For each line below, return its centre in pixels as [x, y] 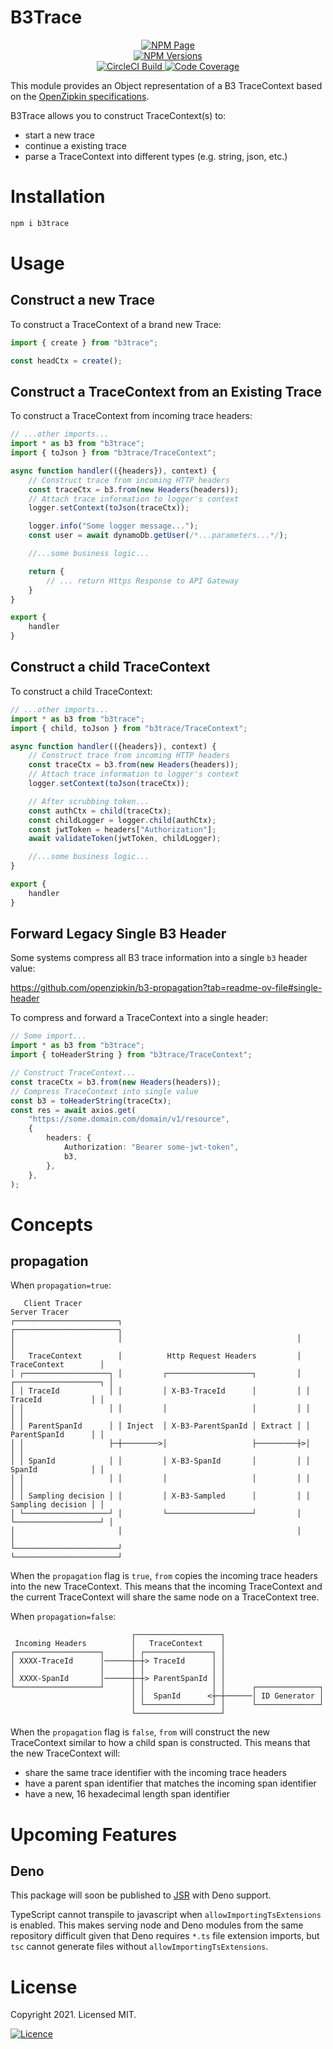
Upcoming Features [94, 1834]
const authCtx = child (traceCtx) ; [100, 811]
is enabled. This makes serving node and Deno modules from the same [157, 1925]
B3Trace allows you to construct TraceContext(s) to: [118, 115]
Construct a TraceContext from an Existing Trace [166, 391]
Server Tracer [40, 1312]
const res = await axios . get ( [73, 1110]
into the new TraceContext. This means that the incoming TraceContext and [166, 1587]
